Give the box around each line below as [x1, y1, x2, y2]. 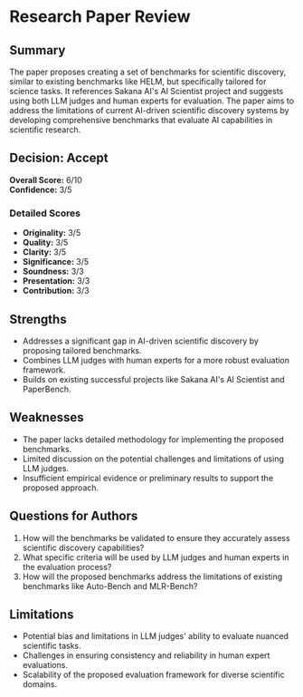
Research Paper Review [9, 6, 191, 27]
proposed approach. [22, 482, 99, 493]
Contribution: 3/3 [22, 286, 90, 296]
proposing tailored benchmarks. [22, 344, 142, 355]
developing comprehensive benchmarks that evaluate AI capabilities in [9, 115, 273, 125]
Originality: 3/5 [22, 227, 81, 238]
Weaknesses [9, 410, 84, 425]
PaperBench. [22, 383, 71, 394]
